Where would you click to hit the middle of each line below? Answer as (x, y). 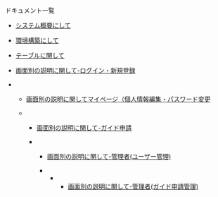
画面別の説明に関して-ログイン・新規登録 (75, 70)
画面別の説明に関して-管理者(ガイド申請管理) (133, 186)
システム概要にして (43, 25)
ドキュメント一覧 (30, 10)
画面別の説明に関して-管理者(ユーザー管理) (109, 156)
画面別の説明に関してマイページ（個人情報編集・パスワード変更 (118, 99)
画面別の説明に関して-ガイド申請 (84, 128)
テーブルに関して (40, 55)
